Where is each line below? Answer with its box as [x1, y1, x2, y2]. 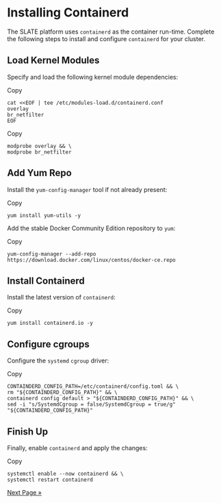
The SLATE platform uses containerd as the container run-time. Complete [7, 27, 215, 36]
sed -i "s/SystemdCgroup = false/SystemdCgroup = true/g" [7, 401, 176, 408]
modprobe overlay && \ [7, 143, 72, 149]
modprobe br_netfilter [7, 149, 72, 156]
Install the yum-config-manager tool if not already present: [7, 185, 168, 193]
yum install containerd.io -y [7, 320, 94, 327]
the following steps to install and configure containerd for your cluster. [7, 34, 206, 42]
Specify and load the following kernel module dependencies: [7, 73, 179, 81]
